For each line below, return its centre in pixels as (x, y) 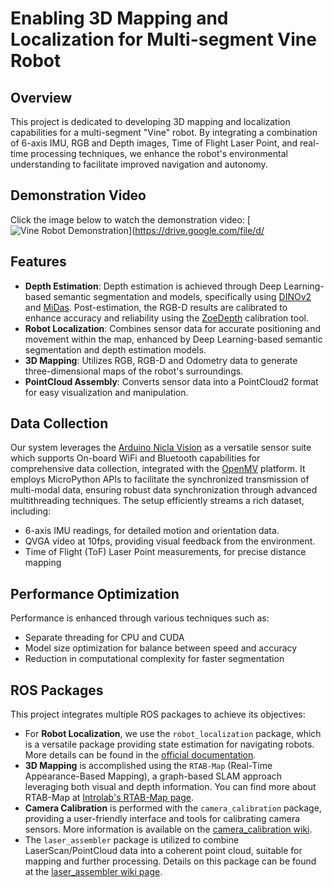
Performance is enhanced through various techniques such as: (140, 618)
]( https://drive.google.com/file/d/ (196, 230)
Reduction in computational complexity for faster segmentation (154, 659)
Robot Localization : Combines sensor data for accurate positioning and (172, 328)
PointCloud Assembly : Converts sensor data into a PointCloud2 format (171, 381)
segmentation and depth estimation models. (115, 349)
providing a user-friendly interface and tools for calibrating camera (162, 819)
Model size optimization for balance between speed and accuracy (161, 648)
